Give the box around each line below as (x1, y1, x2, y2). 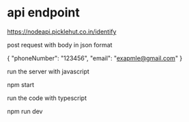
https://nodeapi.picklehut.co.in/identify (7, 27, 117, 36)
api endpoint (7, 5, 80, 21)
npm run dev (7, 107, 43, 115)
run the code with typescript (7, 94, 87, 102)
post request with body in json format (7, 40, 113, 49)
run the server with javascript (7, 67, 90, 75)
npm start (7, 80, 35, 88)
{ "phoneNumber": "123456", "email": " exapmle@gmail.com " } (7, 53, 183, 62)
